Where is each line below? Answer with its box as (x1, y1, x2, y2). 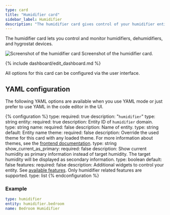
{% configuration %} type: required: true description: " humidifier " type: (5, 113, 156, 119)
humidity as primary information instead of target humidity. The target (5, 151, 151, 157)
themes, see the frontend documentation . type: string (5, 140, 117, 147)
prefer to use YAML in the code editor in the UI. (5, 104, 104, 110)
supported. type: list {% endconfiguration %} (5, 173, 100, 179)
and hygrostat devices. (5, 41, 53, 47)
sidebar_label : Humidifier (5, 17, 62, 22)
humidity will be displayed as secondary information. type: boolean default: (5, 156, 162, 162)
